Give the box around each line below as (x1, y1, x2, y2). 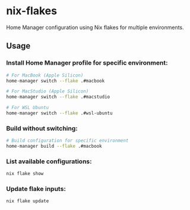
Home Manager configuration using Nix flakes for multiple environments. (6, 24, 184, 31)
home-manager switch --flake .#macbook (6, 78, 105, 84)
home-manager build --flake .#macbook (6, 144, 102, 149)
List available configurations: (6, 157, 92, 166)
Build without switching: (6, 124, 78, 132)
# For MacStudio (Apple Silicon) (6, 88, 89, 94)
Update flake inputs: (6, 185, 66, 193)
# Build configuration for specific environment (6, 138, 129, 144)
